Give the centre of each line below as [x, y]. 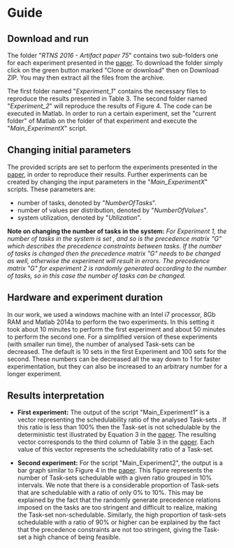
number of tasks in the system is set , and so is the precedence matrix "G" [115, 238]
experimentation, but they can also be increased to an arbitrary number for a [117, 366]
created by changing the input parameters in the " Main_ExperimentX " [108, 182]
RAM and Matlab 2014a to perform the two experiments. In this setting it [111, 322]
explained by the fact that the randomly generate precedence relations [119, 500]
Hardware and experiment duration [85, 298]
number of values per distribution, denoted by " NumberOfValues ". [112, 210]
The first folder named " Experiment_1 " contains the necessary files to [107, 91]
